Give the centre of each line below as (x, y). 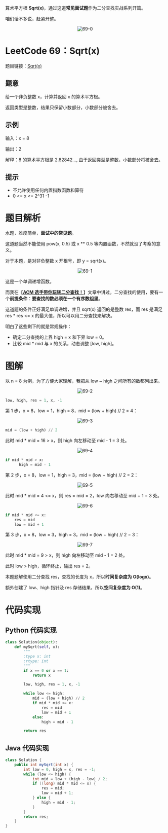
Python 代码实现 (31, 630)
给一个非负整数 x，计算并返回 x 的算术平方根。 (54, 96)
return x (41, 675)
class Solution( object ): (31, 642)
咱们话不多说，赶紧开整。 (32, 19)
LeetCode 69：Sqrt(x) (53, 51)
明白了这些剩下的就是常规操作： (38, 327)
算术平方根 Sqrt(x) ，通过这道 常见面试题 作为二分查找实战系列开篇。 (75, 8)
